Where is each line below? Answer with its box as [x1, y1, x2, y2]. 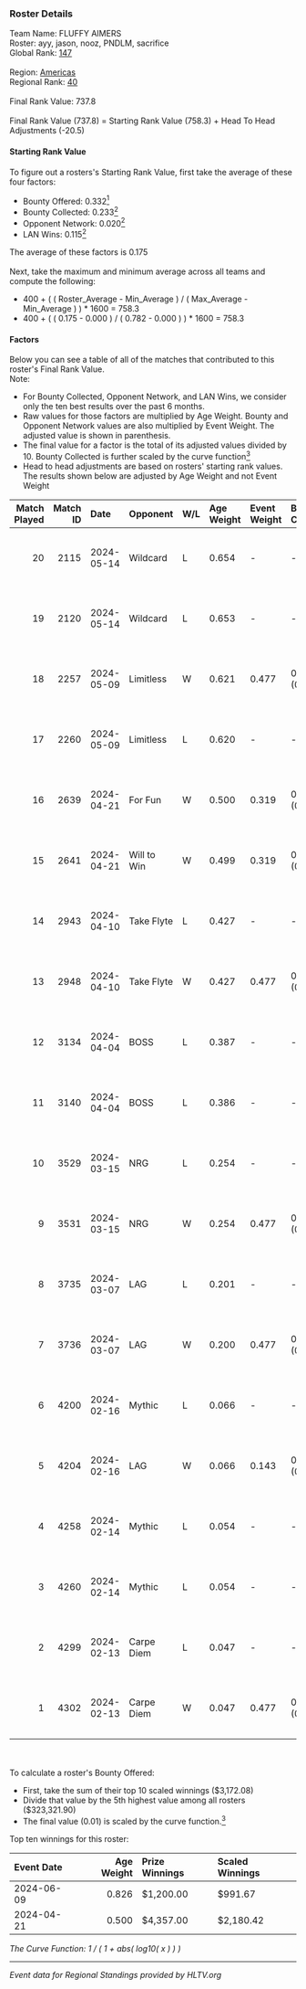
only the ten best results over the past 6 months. [22, 401, 205, 412]
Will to [128, 848, 157, 861]
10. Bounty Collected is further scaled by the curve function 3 [22, 450, 250, 461]
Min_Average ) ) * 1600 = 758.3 [22, 303, 139, 314]
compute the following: [9, 276, 96, 287]
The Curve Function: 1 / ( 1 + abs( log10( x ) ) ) [9, 1942, 181, 1953]
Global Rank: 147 [9, 48, 73, 58]
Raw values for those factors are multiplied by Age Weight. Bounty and [22, 410, 289, 422]
